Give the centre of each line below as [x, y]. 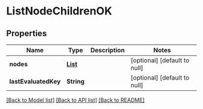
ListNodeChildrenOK [59, 11]
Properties [27, 33]
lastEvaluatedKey [35, 81]
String [75, 81]
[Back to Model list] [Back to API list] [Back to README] [76, 100]
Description [108, 50]
